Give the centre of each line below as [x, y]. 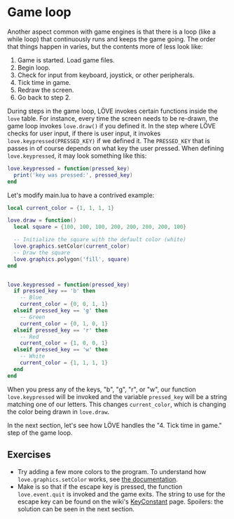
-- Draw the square [42, 252]
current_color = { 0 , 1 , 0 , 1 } [64, 323]
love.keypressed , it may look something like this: [77, 156]
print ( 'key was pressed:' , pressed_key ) [73, 175]
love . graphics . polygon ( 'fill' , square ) [72, 259]
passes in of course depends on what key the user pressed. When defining [116, 148]
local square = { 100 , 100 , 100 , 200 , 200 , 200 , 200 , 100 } [100, 227]
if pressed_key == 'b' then [55, 291]
